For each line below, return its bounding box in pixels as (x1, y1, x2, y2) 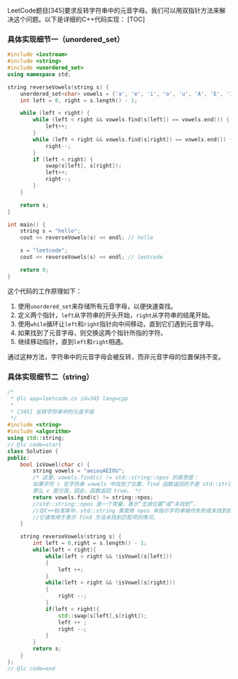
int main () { (7, 221, 46, 228)
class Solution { (7, 448, 59, 455)
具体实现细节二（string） (7, 372, 94, 382)
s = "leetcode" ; (20, 247, 69, 254)
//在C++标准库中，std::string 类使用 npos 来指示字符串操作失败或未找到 (33, 507, 227, 514)
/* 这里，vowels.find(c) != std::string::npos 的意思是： (33, 474, 199, 481)
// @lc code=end (7, 665, 55, 672)
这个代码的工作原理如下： (7, 287, 82, 295)
